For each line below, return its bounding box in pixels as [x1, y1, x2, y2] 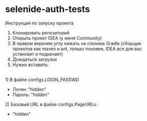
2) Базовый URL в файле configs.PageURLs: [5, 101, 97, 107]
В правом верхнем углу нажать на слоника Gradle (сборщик [12, 40, 142, 46]
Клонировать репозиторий [12, 29, 70, 35]
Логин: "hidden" [12, 86, 46, 92]
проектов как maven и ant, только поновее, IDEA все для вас [12, 45, 142, 51]
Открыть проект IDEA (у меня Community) [12, 35, 102, 41]
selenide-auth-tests [5, 3, 90, 15]
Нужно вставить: [12, 61, 49, 67]
